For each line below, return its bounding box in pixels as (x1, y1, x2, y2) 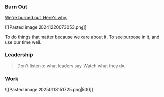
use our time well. (5, 39, 41, 45)
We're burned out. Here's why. (5, 15, 68, 21)
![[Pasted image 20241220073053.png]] (5, 24, 87, 30)
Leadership (5, 51, 33, 58)
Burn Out (5, 3, 27, 10)
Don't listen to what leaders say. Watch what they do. (17, 63, 126, 69)
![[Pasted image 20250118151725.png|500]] (5, 86, 94, 92)
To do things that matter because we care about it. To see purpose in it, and (5, 34, 160, 40)
